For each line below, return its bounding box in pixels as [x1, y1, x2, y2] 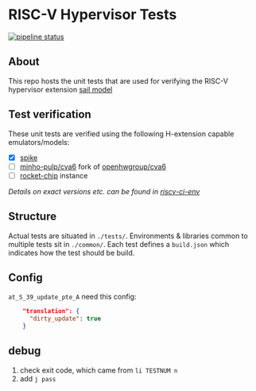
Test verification [8, 108, 91, 121]
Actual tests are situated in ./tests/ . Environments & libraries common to [8, 231, 248, 240]
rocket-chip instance [19, 170, 88, 180]
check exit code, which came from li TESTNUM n [19, 365, 178, 375]
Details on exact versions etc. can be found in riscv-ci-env [8, 186, 200, 196]
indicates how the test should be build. [8, 248, 135, 257]
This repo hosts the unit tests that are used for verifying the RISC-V [8, 76, 229, 85]
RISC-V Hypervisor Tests [8, 6, 177, 24]
